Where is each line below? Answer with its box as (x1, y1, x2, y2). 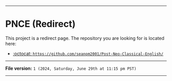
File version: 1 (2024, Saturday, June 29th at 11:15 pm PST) (5, 65, 137, 71)
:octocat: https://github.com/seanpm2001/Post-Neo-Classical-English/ (12, 50, 164, 56)
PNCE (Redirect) (5, 18, 76, 30)
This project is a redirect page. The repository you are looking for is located (5, 35, 165, 41)
